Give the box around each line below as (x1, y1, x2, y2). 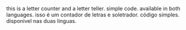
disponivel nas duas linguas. (6, 18, 77, 24)
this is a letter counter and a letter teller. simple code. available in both (6, 5, 181, 12)
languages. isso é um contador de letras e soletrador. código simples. (6, 11, 180, 18)
